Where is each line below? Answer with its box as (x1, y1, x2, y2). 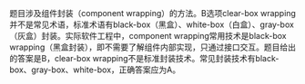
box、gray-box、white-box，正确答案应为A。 (9, 64, 180, 75)
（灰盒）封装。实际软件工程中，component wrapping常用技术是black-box (9, 31, 287, 41)
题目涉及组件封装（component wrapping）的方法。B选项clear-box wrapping (9, 8, 296, 18)
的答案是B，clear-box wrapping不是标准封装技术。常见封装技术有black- (9, 53, 280, 63)
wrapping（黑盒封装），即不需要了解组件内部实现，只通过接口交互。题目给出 (9, 42, 296, 52)
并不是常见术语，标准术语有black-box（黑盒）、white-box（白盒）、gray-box (9, 19, 294, 30)
